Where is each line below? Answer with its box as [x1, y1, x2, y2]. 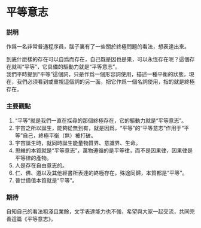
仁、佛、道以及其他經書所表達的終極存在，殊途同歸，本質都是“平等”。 [14, 169, 188, 177]
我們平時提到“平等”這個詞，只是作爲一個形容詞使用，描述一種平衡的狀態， [6, 71, 190, 78]
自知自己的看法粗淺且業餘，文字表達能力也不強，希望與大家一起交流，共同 [6, 208, 190, 215]
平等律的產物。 [14, 154, 52, 162]
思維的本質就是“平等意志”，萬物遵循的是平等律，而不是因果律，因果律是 [14, 147, 193, 154]
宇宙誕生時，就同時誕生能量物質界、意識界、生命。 [14, 139, 141, 147]
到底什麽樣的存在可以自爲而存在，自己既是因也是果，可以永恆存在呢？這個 [6, 56, 190, 63]
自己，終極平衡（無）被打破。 [22, 132, 96, 139]
